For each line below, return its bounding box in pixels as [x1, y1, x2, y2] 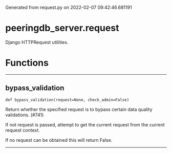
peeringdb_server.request [5, 23, 119, 34]
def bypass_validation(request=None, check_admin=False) [5, 97, 130, 102]
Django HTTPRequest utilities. [5, 39, 69, 45]
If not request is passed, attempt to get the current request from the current [5, 121, 165, 127]
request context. [5, 127, 40, 133]
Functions [5, 57, 49, 69]
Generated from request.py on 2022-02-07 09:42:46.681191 [5, 5, 132, 10]
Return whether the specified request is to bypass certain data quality [5, 106, 153, 112]
